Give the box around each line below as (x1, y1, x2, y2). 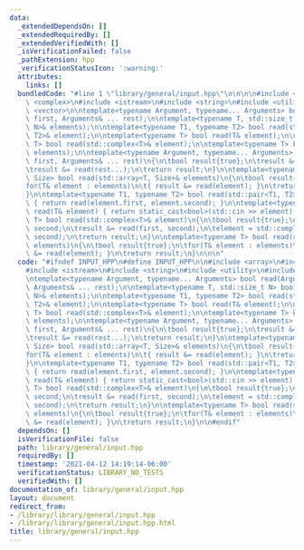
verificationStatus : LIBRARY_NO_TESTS (17, 468, 165, 478)
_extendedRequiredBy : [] (17, 30, 111, 39)
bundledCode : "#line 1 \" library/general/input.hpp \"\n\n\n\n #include (17, 89, 290, 98)
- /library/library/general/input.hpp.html (9, 518, 176, 528)
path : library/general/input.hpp (17, 443, 144, 452)
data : (9, 13, 30, 23)
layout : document (9, 493, 75, 503)
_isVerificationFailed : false (17, 47, 131, 56)
